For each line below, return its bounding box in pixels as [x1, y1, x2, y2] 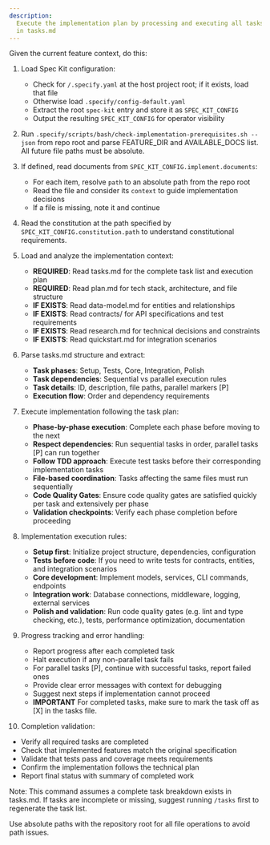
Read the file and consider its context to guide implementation [32, 186, 239, 196]
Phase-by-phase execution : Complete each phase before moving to [32, 422, 260, 432]
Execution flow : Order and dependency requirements [32, 391, 211, 401]
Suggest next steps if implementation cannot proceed [32, 689, 211, 698]
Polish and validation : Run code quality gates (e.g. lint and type [32, 607, 244, 617]
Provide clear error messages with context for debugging [32, 681, 223, 690]
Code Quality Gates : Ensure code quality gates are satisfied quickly [32, 491, 257, 500]
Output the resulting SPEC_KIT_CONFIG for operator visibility [32, 114, 225, 123]
